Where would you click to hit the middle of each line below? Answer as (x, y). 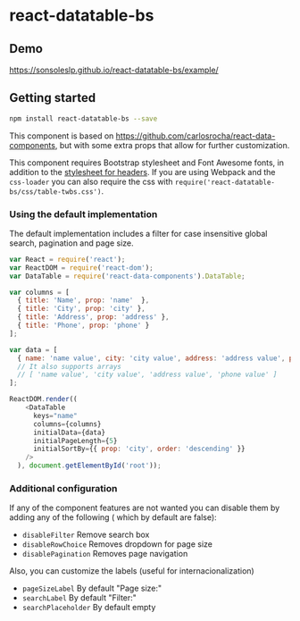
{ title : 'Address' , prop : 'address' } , (93, 317)
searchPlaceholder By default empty (89, 608)
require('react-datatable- (225, 182)
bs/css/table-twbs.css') (55, 192)
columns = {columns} (67, 424)
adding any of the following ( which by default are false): (113, 517)
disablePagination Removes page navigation (105, 554)
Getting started (53, 98)
